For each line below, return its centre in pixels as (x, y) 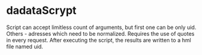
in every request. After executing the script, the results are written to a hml (99, 40)
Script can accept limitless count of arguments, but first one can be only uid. (101, 27)
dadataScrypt (41, 11)
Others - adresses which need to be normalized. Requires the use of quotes (100, 33)
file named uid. (25, 47)
